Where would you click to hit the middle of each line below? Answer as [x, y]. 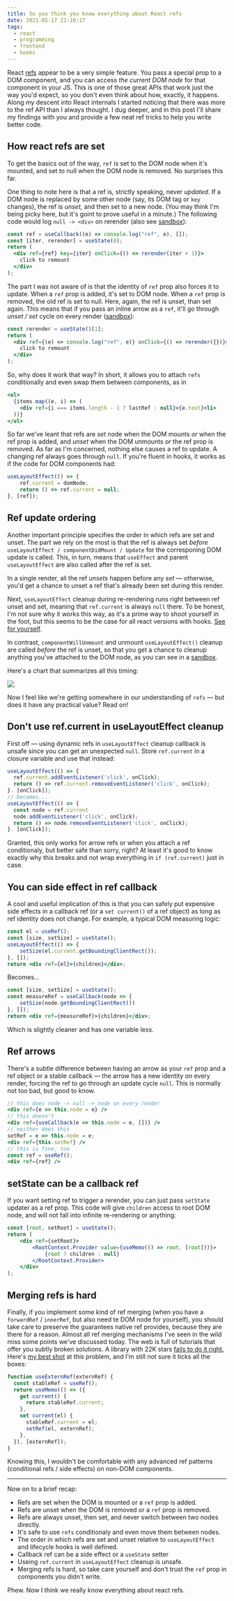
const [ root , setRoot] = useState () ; [62, 1228]
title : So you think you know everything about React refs [95, 14]
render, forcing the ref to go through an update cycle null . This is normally [114, 1083]
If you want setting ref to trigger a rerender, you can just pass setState [109, 1200]
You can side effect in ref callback [83, 887]
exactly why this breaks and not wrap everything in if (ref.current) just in [116, 858]
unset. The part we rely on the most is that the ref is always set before [108, 542]
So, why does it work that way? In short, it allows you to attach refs [104, 375]
